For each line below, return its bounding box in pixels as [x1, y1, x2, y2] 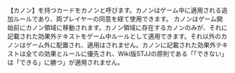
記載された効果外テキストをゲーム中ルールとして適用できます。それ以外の [7, 32, 222, 40]
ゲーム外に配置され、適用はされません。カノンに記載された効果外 [25, 41, 216, 49]
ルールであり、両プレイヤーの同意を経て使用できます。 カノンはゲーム [13, 15, 217, 23]
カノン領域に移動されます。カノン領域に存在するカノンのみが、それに [25, 24, 228, 31]
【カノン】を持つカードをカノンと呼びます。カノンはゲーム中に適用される [7, 6, 222, 14]
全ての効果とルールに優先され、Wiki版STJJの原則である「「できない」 [25, 49, 228, 58]
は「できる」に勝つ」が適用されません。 [7, 58, 124, 66]
